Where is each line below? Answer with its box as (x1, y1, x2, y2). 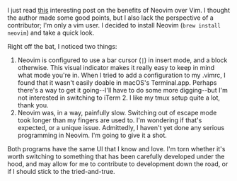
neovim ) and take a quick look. (7, 28, 95, 37)
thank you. (17, 101, 49, 109)
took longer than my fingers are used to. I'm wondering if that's (17, 116, 202, 124)
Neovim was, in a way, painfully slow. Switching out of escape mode (17, 109, 217, 117)
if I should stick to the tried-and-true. (7, 168, 115, 175)
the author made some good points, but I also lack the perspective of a (7, 13, 214, 22)
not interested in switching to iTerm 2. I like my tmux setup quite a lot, (17, 93, 221, 102)
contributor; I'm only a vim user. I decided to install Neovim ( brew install (7, 21, 221, 29)
